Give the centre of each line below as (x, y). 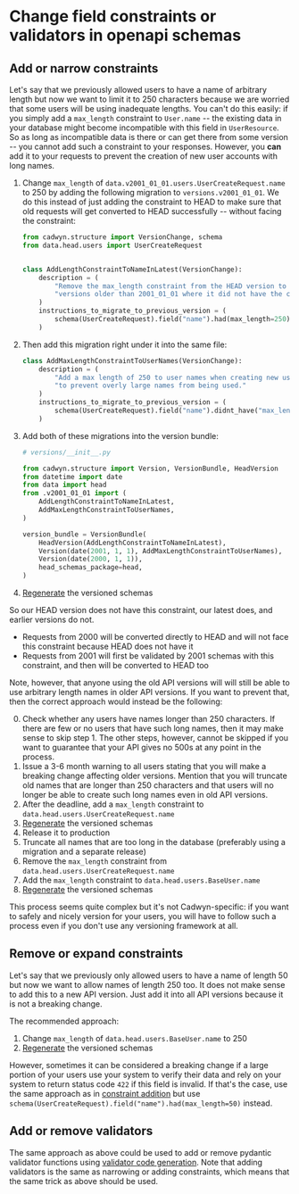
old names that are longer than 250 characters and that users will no (148, 785)
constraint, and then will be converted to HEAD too (116, 665)
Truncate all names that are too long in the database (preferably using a (154, 842)
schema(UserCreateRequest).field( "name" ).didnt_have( (157, 410)
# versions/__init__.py (66, 452)
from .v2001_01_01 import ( (74, 493)
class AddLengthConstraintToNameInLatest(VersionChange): (132, 269)
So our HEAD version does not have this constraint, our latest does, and (141, 610)
